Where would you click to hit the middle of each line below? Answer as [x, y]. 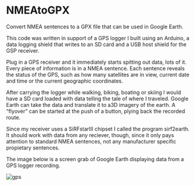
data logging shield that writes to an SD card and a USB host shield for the [97, 44]
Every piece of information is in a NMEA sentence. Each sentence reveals [95, 68]
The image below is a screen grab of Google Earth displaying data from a [95, 159]
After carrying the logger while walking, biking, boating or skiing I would [94, 92]
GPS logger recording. [33, 165]
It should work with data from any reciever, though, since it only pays [90, 135]
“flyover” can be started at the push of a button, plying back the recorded [96, 111]
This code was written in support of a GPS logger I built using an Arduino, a [98, 38]
